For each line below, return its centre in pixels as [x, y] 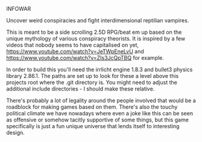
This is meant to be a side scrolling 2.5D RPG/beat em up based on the [94, 32]
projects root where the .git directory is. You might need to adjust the [92, 82]
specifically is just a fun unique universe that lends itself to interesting [93, 126]
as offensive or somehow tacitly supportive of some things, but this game [97, 120]
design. [16, 133]
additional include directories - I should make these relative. [80, 89]
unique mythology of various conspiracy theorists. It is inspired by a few [96, 38]
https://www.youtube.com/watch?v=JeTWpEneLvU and [75, 51]
